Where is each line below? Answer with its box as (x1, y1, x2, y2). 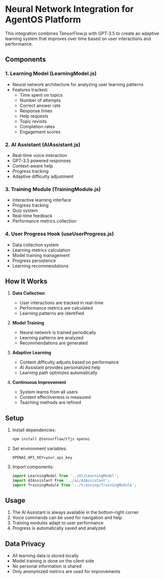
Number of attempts (19, 97, 61, 103)
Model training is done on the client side (12, 558, 94, 564)
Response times (19, 107, 53, 113)
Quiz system (12, 208, 38, 213)
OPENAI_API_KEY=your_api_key (12, 455, 73, 460)
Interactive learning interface (12, 197, 72, 203)
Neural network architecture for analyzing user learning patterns (12, 81, 144, 87)
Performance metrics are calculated (19, 305, 93, 311)
